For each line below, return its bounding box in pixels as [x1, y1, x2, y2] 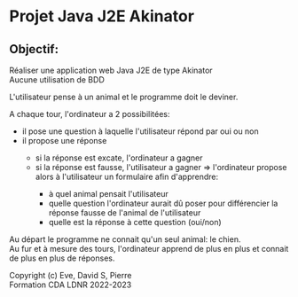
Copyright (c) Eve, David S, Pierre [9, 270, 132, 280]
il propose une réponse [21, 136, 107, 145]
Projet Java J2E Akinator [9, 6, 195, 27]
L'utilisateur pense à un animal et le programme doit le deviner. [9, 91, 239, 102]
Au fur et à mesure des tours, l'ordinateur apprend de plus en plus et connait [9, 244, 289, 254]
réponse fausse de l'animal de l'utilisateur [48, 207, 201, 218]
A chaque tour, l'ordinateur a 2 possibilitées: [9, 109, 170, 119]
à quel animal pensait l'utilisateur [48, 189, 169, 199]
